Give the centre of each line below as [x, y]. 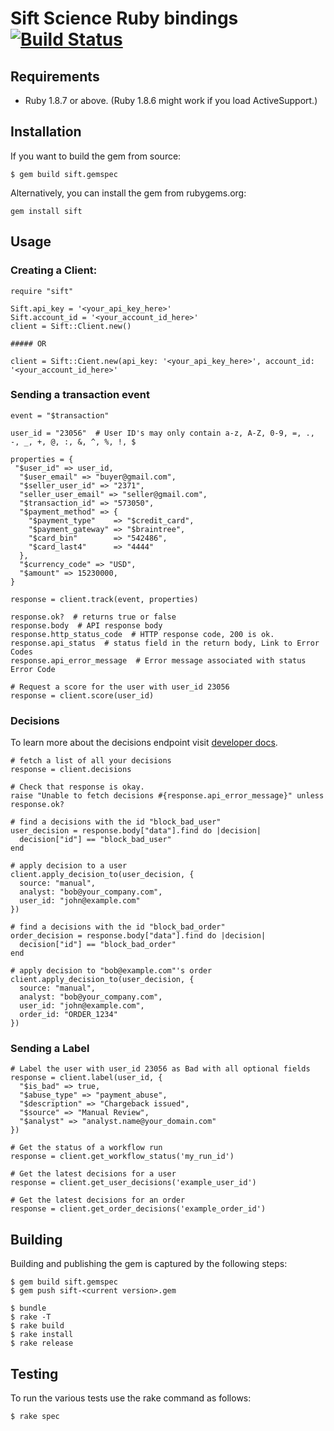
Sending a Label [50, 1049]
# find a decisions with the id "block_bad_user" [116, 822]
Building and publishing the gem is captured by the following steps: [149, 1264]
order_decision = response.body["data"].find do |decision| [138, 936]
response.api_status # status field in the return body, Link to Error [165, 643]
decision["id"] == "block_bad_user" [95, 840]
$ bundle [28, 1308]
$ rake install [42, 1335]
